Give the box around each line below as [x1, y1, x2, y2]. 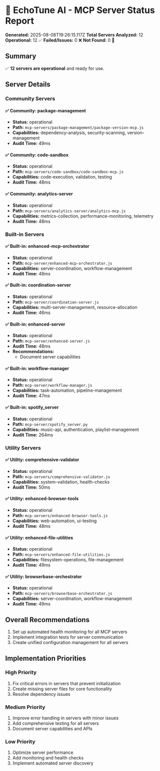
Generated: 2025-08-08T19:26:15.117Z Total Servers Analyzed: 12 [5, 32, 143, 38]
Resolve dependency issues [12, 691, 70, 697]
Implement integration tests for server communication [12, 634, 123, 640]
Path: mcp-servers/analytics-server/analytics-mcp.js [12, 208, 126, 214]
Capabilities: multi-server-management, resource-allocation [12, 304, 137, 310]
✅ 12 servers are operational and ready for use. [5, 65, 104, 71]
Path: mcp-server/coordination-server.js [12, 299, 99, 305]
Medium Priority [5, 703, 45, 710]
